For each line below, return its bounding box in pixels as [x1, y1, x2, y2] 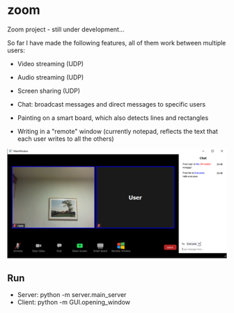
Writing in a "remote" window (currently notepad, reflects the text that [17, 127, 218, 135]
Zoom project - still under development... [7, 25, 125, 33]
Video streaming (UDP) [17, 59, 84, 68]
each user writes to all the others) [17, 135, 114, 143]
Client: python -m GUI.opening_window [17, 298, 131, 307]
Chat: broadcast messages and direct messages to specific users [17, 100, 206, 108]
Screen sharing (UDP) [17, 86, 81, 95]
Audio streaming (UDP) [17, 72, 84, 82]
